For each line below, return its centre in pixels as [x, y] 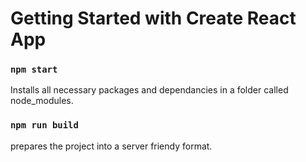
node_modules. [42, 101]
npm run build [44, 125]
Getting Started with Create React [153, 18]
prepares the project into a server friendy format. [111, 146]
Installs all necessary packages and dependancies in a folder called [149, 90]
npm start [34, 70]
